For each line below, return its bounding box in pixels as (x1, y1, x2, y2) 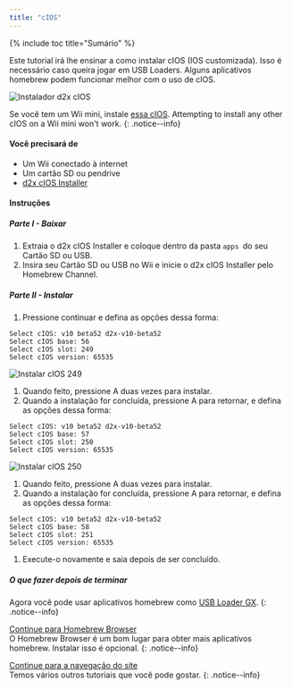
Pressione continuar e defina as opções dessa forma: (21, 312, 219, 323)
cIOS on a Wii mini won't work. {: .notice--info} (9, 118, 181, 129)
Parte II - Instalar (9, 290, 74, 300)
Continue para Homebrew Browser (9, 624, 137, 634)
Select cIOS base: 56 (9, 337, 90, 347)
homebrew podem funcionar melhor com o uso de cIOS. (9, 73, 216, 85)
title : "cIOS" (9, 13, 63, 22)
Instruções (9, 197, 51, 208)
